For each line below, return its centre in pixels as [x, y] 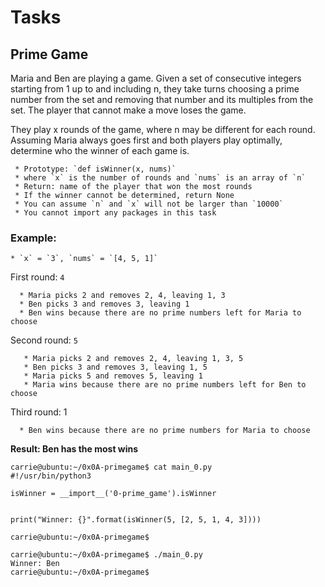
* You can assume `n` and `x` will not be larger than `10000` [149, 204]
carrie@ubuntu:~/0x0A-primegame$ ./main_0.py [106, 555]
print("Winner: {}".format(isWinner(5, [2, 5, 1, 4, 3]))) [136, 520]
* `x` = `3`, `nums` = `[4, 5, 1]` [84, 259]
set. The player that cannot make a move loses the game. [128, 110]
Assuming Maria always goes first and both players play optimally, [146, 140]
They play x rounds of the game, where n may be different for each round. [163, 129]
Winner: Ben [35, 564]
